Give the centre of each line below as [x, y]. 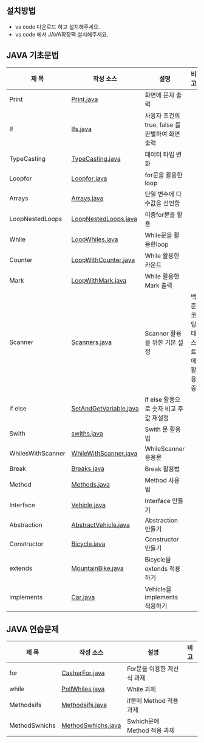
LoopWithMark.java [99, 280]
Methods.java [91, 484]
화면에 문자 [160, 95]
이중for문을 [160, 214]
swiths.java [87, 433]
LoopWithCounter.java [103, 259]
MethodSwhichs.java [91, 725]
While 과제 [142, 689]
